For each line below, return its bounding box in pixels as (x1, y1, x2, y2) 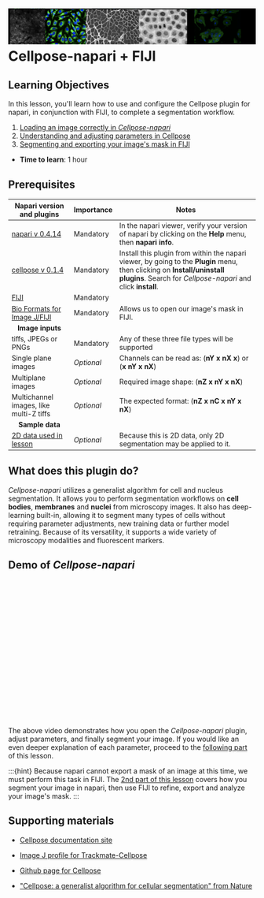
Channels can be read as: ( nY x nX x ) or (119, 353, 249, 363)
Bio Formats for (11, 304, 61, 313)
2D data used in (11, 430, 63, 441)
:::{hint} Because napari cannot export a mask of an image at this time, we (8, 766, 248, 776)
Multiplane (11, 373, 46, 382)
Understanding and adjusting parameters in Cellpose (19, 131, 191, 141)
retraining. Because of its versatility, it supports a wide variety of (8, 527, 218, 536)
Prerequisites (8, 177, 75, 191)
